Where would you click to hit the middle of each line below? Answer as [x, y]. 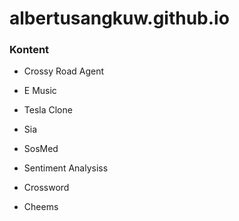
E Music [40, 91]
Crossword [46, 188]
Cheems [41, 207]
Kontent [29, 50]
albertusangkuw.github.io [119, 18]
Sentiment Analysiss [66, 168]
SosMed [41, 149]
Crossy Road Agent [64, 71]
